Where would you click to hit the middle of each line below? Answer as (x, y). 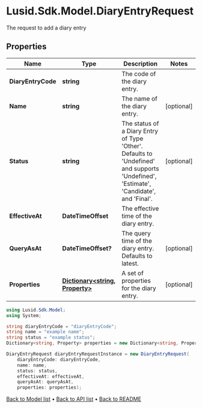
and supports (140, 168)
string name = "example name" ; (45, 332)
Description (140, 63)
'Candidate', (139, 191)
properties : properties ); (50, 388)
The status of (140, 123)
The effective (140, 208)
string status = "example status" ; (51, 338)
